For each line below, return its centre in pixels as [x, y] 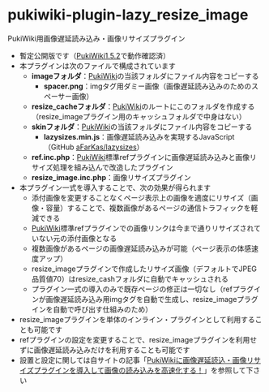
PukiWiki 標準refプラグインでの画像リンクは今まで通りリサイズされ [143, 228]
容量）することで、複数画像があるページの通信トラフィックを [149, 208]
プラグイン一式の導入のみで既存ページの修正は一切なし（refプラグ [143, 289]
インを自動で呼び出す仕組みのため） [92, 309]
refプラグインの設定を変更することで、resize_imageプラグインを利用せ [138, 339]
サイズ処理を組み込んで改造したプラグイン [102, 167]
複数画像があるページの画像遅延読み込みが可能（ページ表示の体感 [141, 248]
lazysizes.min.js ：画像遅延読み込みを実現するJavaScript [139, 136]
